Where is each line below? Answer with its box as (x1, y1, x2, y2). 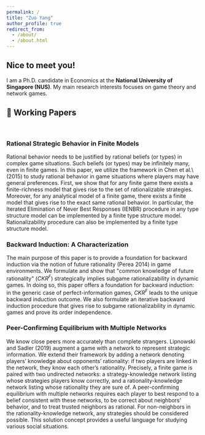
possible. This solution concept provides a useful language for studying (6, 416, 187, 423)
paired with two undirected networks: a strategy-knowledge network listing (6, 370, 196, 378)
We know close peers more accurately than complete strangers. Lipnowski (6, 337, 195, 345)
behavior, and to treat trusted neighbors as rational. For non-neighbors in (6, 403, 191, 410)
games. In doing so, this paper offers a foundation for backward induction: (6, 281, 195, 289)
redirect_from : (6, 26, 45, 33)
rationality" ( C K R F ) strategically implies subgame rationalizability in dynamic (6, 274, 199, 282)
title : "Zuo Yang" (6, 15, 53, 21)
